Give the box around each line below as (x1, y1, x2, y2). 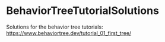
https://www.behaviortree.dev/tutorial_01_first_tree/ (6, 29, 132, 36)
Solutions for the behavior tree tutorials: (6, 23, 103, 30)
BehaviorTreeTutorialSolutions (6, 4, 159, 17)
